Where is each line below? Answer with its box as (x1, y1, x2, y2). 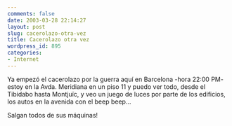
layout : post (7, 23, 46, 30)
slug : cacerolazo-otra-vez (7, 29, 86, 37)
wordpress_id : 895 (7, 43, 61, 50)
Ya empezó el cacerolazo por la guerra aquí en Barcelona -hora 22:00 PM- (7, 75, 224, 83)
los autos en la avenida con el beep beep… (7, 97, 131, 106)
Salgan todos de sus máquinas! (7, 111, 98, 119)
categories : (7, 50, 42, 57)
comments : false (7, 10, 55, 17)
